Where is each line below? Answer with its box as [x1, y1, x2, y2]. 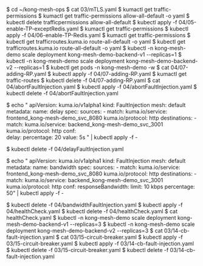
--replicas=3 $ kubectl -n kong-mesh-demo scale [69, 220, 195, 228]
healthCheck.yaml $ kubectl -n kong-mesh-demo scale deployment [6, 214, 176, 221]
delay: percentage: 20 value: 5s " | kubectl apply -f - [6, 134, 138, 141]
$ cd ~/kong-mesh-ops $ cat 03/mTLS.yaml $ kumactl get [6, 6, 153, 13]
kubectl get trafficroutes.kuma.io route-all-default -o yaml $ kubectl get [6, 38, 186, 45]
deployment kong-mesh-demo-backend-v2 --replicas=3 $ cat [6, 227, 163, 234]
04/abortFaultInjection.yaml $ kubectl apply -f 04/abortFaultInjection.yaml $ [6, 83, 198, 90]
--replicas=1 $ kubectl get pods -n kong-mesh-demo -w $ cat [14, 64, 170, 71]
